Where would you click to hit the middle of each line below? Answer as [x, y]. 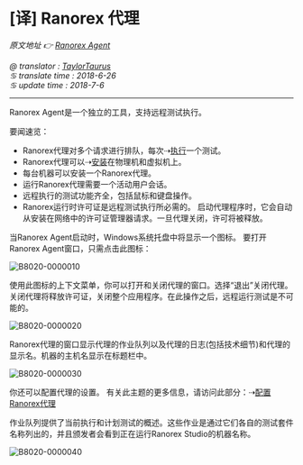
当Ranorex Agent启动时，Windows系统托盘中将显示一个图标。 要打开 [138, 237]
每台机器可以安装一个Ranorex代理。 [89, 173]
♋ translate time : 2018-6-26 [63, 75]
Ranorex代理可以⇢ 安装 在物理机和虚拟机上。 [104, 161]
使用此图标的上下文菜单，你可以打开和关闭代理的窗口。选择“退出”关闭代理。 [151, 285]
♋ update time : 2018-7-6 [57, 85]
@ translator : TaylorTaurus [60, 66]
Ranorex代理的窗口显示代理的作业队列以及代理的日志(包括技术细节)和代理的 [150, 344]
